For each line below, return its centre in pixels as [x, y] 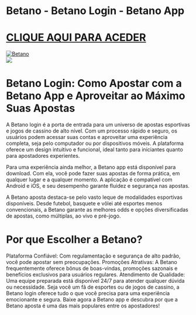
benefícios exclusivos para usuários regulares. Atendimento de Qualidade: [96, 275]
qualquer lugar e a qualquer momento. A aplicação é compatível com [89, 179]
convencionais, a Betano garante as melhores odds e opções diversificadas [97, 210]
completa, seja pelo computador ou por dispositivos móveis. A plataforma [95, 143]
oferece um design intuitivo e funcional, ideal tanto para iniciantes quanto [94, 150]
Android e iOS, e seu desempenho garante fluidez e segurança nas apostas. [98, 186]
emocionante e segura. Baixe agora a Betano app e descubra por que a [92, 299]
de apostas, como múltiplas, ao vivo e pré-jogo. [63, 216]
